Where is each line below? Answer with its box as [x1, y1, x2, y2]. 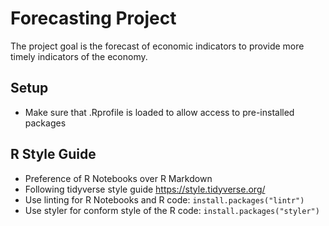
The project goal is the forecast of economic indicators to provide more [10, 40, 305, 52]
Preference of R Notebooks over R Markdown [24, 172, 213, 184]
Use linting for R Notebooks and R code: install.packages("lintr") [24, 193, 305, 206]
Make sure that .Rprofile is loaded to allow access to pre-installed [24, 106, 295, 118]
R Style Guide [10, 146, 97, 163]
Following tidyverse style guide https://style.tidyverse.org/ [24, 183, 266, 195]
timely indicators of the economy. [10, 50, 148, 62]
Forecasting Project [10, 7, 177, 30]
